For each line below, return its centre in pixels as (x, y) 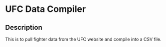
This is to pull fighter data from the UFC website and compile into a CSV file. (83, 39)
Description (24, 27)
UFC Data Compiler (46, 9)
